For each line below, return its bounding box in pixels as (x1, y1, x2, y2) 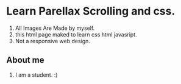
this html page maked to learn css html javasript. (15, 30, 137, 38)
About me (6, 55, 44, 65)
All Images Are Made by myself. (15, 24, 95, 32)
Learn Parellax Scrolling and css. (6, 4, 176, 18)
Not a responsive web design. (15, 37, 90, 44)
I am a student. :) (15, 71, 58, 79)
